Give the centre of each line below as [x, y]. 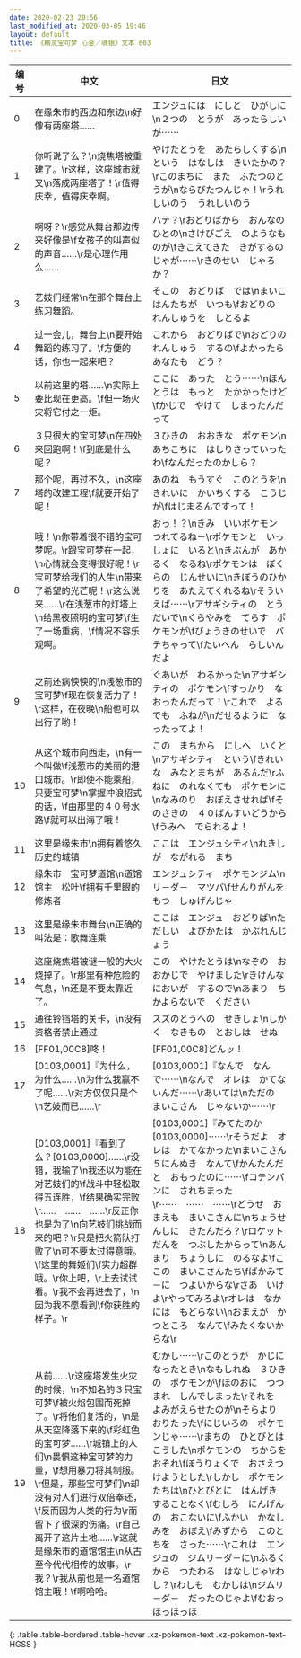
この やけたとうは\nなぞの [210, 962]
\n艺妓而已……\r [68, 1106]
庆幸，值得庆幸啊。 [75, 197]
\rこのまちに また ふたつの [214, 176]
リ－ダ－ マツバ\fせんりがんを [218, 888]
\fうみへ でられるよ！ [200, 827]
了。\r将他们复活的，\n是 [87, 1416]
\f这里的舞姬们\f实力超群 [86, 1265]
